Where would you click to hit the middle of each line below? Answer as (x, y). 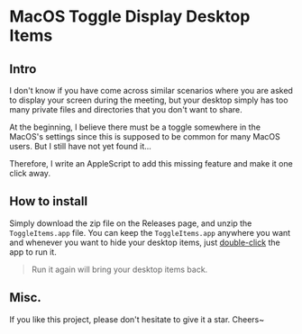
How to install (49, 201)
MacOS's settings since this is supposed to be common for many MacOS (145, 136)
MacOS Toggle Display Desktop (130, 17)
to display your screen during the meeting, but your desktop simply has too (149, 100)
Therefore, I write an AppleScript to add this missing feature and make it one (151, 163)
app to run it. (33, 252)
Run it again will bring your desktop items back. (119, 269)
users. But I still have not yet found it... (80, 146)
